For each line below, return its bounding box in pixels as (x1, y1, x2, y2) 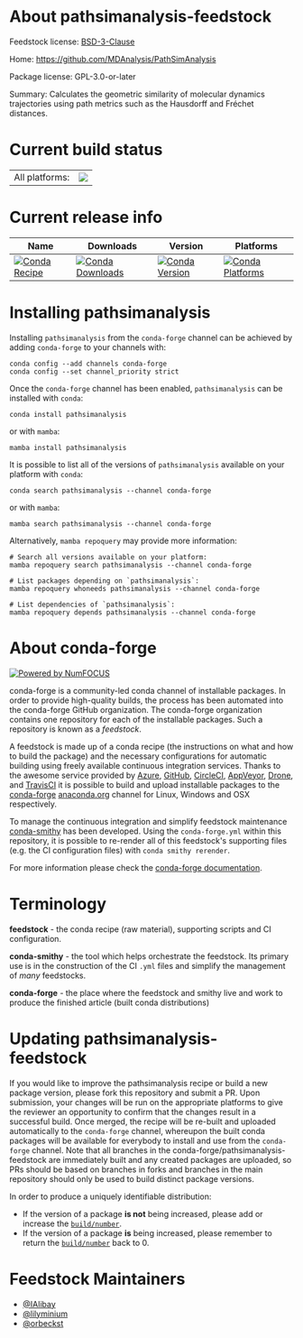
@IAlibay (22, 1298, 56, 1309)
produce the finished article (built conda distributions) (9, 997, 210, 1008)
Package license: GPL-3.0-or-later (9, 70, 137, 82)
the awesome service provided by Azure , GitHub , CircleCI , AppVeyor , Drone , (9, 770, 294, 780)
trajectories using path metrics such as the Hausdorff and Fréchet (9, 97, 254, 109)
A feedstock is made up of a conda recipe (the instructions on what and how (9, 741, 294, 752)
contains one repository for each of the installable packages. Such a (9, 714, 263, 724)
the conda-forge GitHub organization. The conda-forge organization (9, 704, 263, 715)
